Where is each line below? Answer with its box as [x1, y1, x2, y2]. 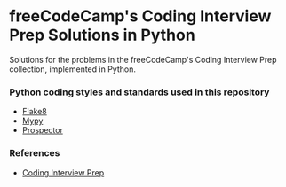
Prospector [21, 125, 64, 136]
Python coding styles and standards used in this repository [9, 86, 270, 98]
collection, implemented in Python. [9, 64, 136, 74]
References [9, 147, 60, 160]
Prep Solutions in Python [9, 25, 195, 45]
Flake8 [21, 106, 47, 117]
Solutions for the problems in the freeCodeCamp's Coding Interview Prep [9, 54, 277, 65]
